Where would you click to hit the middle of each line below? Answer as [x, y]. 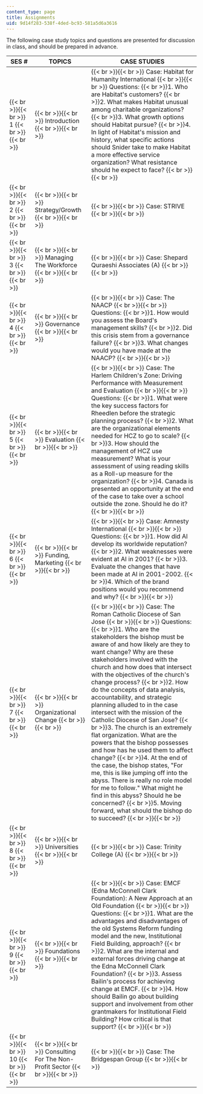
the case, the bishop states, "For [137, 765]
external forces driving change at [138, 959]
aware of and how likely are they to [140, 644]
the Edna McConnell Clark [128, 966]
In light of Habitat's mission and [136, 132]
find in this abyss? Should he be [136, 795]
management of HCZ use [127, 451]
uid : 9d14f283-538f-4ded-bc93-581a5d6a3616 [62, 23]
